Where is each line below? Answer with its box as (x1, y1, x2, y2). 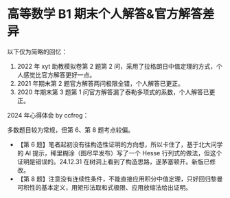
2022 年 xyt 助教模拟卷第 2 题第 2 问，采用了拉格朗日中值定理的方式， (16, 62, 217, 70)
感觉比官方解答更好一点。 (23, 70, 96, 79)
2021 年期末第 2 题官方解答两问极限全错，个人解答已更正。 (16, 79, 184, 87)
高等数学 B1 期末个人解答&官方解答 (7, 6, 203, 22)
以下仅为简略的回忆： (7, 47, 67, 56)
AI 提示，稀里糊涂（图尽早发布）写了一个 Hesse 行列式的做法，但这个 (25, 148, 222, 157)
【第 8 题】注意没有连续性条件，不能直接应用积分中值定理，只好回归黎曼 (16, 175, 223, 183)
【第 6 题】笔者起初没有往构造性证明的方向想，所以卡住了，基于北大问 (16, 140, 218, 148)
